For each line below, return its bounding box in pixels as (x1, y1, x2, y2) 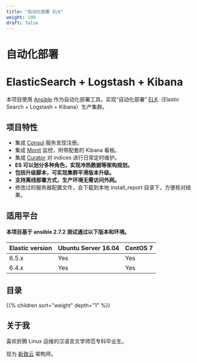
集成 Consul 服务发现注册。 (14, 139, 82, 146)
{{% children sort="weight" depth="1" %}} (6, 302, 110, 309)
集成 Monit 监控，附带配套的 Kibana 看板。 (14, 147, 121, 154)
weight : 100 (6, 14, 36, 20)
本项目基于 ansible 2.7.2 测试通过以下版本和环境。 (6, 228, 130, 236)
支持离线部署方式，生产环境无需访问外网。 (14, 177, 120, 184)
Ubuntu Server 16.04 (57, 244, 119, 252)
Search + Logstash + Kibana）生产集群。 (6, 103, 107, 110)
